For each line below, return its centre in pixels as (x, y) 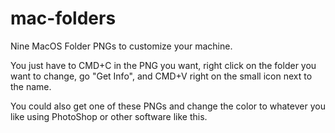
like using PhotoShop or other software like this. (109, 116)
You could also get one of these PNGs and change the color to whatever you (168, 106)
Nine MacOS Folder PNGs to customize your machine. (121, 46)
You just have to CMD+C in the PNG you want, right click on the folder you (163, 65)
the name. (31, 86)
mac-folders (63, 18)
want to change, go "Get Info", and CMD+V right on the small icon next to (161, 76)
